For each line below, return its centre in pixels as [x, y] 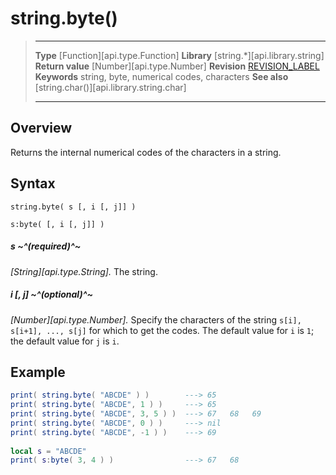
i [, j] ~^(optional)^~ [51, 294]
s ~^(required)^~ [46, 246]
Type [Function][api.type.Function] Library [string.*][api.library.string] [179, 55]
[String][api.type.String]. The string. [84, 271]
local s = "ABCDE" [48, 451]
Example [38, 372]
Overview [41, 128]
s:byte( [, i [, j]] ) [57, 224]
